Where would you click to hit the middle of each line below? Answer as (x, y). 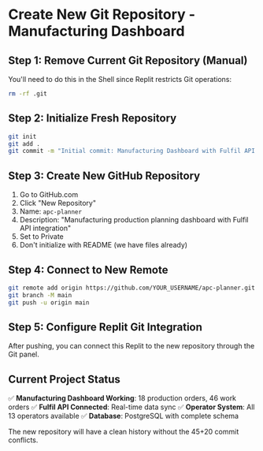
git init (22, 136)
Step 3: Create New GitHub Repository (104, 175)
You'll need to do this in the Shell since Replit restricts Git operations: (120, 79)
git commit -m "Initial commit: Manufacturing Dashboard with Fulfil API (132, 151)
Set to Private (42, 237)
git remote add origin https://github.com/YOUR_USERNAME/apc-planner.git (132, 288)
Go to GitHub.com (49, 195)
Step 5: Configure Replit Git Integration (106, 327)
